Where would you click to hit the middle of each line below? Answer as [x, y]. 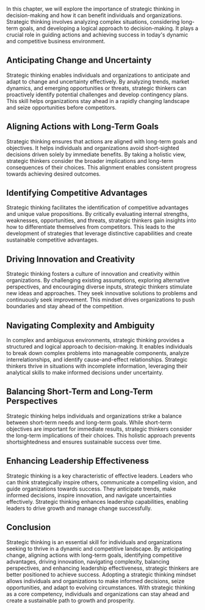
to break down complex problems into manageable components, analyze [98, 353]
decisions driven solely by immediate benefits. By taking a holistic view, [96, 154]
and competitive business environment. [56, 41]
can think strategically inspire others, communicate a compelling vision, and [102, 482]
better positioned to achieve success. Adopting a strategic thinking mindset [101, 574]
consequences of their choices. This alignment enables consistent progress [102, 167]
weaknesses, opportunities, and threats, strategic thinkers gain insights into [101, 221]
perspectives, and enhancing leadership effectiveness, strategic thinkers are [103, 568]
